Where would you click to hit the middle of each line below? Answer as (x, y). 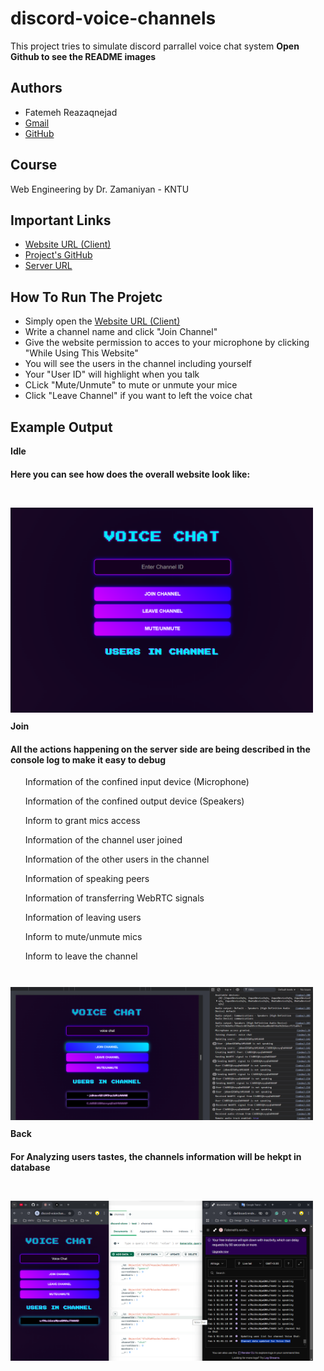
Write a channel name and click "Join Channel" (121, 332)
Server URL (48, 266)
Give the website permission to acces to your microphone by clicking (167, 343)
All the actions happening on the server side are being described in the (160, 749)
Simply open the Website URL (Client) (102, 321)
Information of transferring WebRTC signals (114, 898)
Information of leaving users (83, 918)
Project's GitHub (58, 255)
